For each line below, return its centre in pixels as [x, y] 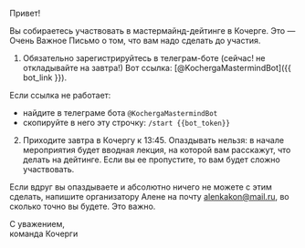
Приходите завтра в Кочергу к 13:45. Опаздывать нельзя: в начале [153, 140]
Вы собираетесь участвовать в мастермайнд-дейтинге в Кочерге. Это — [152, 31]
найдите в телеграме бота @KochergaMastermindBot [120, 113]
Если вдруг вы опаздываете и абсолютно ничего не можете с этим [141, 187]
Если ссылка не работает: [60, 95]
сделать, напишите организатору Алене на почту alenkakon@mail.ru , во [149, 196]
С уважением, [37, 224]
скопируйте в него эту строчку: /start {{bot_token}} [126, 123]
